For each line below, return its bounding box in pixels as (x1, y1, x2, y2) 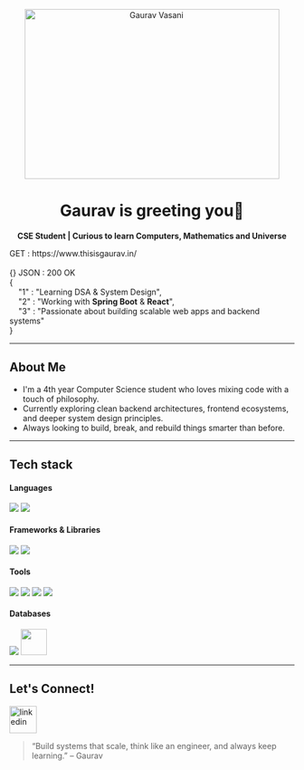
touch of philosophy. (22, 393, 100, 404)
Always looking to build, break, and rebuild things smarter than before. (22, 422, 285, 433)
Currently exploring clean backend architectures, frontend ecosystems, (22, 403, 290, 414)
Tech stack (9, 457, 73, 473)
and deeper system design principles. (22, 412, 164, 423)
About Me (9, 360, 66, 375)
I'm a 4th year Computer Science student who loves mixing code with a (22, 383, 290, 394)
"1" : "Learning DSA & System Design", (17, 286, 162, 297)
